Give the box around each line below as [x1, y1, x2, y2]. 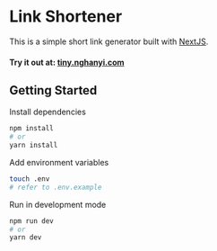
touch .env [9, 174, 50, 184]
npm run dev [9, 216, 54, 226]
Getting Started [9, 83, 98, 98]
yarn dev [9, 233, 42, 242]
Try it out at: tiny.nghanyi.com [9, 57, 125, 67]
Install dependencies [9, 106, 87, 118]
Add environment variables [9, 157, 109, 167]
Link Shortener [9, 6, 123, 27]
